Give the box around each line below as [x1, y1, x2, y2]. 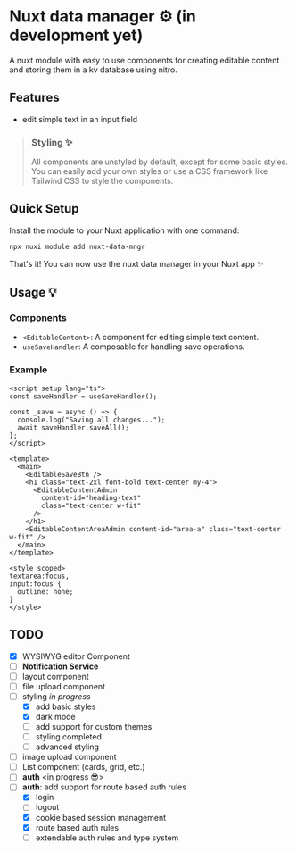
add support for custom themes [35, 721, 153, 731]
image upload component [21, 752, 118, 763]
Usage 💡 [9, 285, 57, 300]
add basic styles [35, 701, 96, 712]
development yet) [9, 25, 144, 46]
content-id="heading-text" [41, 493, 142, 502]
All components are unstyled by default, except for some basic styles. [30, 156, 288, 167]
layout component [21, 671, 89, 681]
